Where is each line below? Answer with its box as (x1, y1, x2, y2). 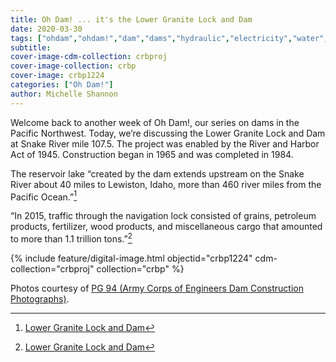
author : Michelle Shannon (10, 89, 118, 99)
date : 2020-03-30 (10, 24, 83, 34)
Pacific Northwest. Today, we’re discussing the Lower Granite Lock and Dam (10, 127, 326, 139)
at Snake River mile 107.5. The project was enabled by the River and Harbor (10, 137, 320, 150)
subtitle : (10, 42, 52, 53)
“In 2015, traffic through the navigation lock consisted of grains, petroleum (10, 210, 317, 222)
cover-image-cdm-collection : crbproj (10, 52, 168, 62)
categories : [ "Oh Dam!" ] (10, 80, 114, 90)
